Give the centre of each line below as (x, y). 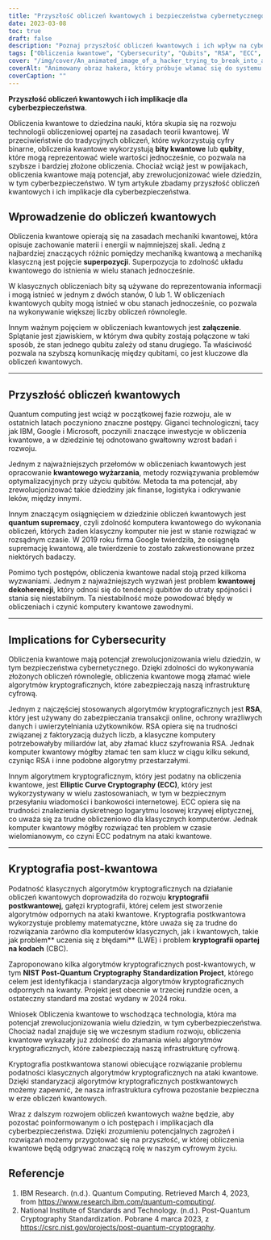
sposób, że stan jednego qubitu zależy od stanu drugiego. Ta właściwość (130, 344)
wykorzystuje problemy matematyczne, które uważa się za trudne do (123, 923)
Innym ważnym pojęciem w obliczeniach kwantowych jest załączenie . (125, 328)
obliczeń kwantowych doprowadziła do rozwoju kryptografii (109, 897)
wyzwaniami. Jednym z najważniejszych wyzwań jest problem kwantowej (132, 581)
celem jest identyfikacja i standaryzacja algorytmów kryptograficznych (126, 981)
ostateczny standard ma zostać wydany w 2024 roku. (98, 998)
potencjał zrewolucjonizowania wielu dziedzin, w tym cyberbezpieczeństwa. (135, 1022)
